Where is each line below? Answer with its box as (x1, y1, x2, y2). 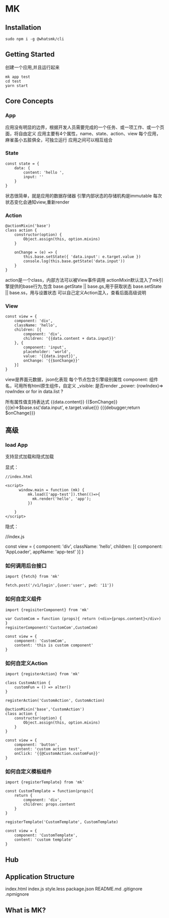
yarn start (5, 83, 28, 88)
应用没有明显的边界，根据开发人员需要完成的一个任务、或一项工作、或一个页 (5, 124, 164, 130)
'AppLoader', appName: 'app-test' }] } (5, 549, 84, 555)
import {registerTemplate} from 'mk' (5, 780, 85, 785)
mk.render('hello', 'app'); (32, 496, 92, 501)
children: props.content (23, 802, 76, 807)
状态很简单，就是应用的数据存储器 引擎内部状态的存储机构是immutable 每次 (5, 192, 162, 198)
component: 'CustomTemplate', (14, 833, 78, 838)
